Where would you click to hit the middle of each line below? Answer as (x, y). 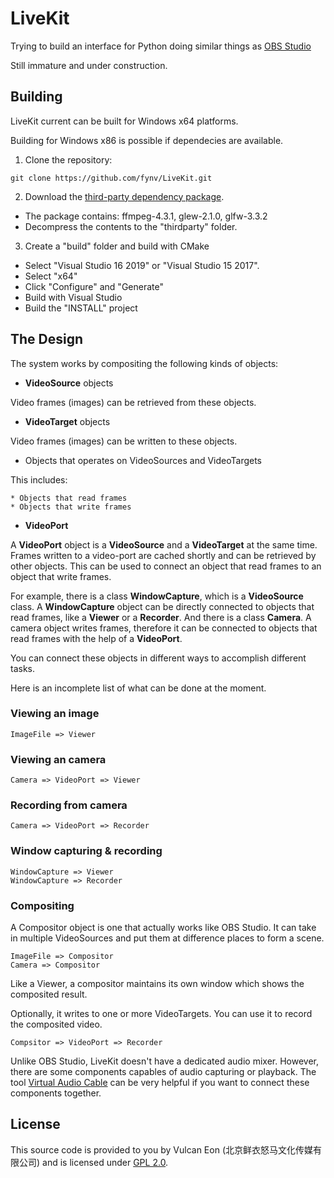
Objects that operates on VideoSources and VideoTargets (143, 460)
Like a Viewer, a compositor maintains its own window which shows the (157, 984)
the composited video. (56, 1024)
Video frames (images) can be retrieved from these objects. (133, 402)
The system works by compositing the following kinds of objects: (144, 363)
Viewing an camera (58, 759)
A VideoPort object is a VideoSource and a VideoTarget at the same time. (164, 544)
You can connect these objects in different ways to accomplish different (158, 658)
